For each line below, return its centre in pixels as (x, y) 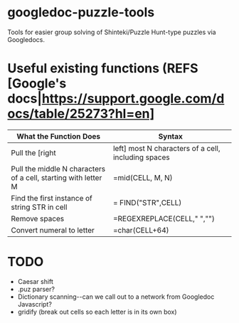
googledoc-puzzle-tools (81, 12)
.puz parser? (36, 289)
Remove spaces (38, 218)
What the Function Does (59, 136)
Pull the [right (33, 152)
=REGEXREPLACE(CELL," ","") (164, 218)
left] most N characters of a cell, (166, 148)
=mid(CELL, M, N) (143, 177)
